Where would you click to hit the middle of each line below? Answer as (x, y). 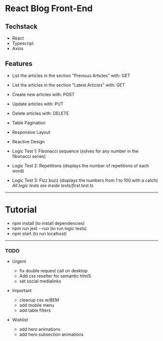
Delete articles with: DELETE (41, 113)
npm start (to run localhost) (39, 233)
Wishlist (20, 320)
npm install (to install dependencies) (48, 223)
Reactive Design (28, 141)
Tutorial (21, 209)
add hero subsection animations (51, 335)
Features (19, 64)
